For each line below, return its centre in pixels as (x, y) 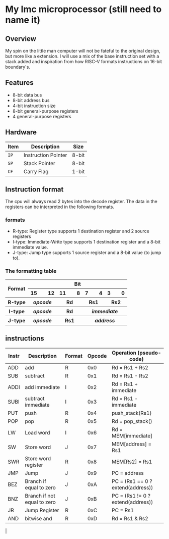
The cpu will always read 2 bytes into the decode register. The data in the (81, 202)
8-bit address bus (31, 100)
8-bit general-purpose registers (46, 111)
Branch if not (40, 496)
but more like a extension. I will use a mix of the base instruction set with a (82, 56)
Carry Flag (36, 171)
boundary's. (18, 67)
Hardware (21, 132)
